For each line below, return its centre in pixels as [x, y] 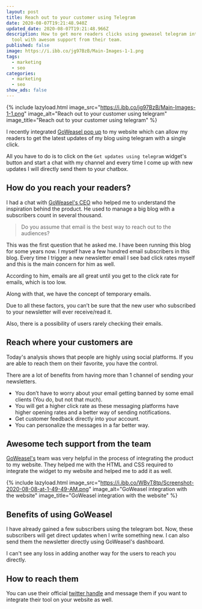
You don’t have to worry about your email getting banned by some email [104, 393]
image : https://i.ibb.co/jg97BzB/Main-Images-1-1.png [75, 51]
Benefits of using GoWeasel [59, 514]
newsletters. [22, 381]
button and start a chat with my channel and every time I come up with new [99, 162]
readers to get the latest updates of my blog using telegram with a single [96, 138]
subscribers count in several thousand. [54, 215]
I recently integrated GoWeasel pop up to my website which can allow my [97, 131]
